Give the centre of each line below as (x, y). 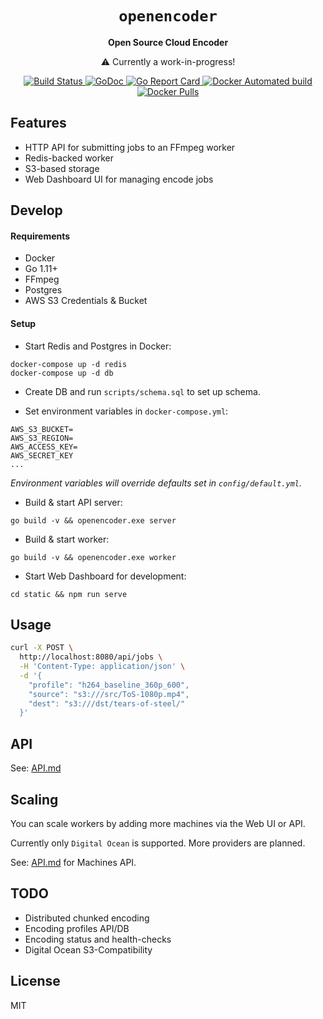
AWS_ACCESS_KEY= (44, 447)
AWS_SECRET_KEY (42, 455)
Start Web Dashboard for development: (105, 576)
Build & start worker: (67, 539)
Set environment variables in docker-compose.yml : (126, 411)
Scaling (34, 799)
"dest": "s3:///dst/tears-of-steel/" (107, 703)
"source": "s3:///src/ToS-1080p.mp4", (109, 694)
